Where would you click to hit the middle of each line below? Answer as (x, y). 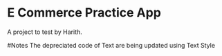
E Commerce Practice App (84, 13)
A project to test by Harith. (45, 32)
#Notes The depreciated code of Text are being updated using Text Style (111, 45)
